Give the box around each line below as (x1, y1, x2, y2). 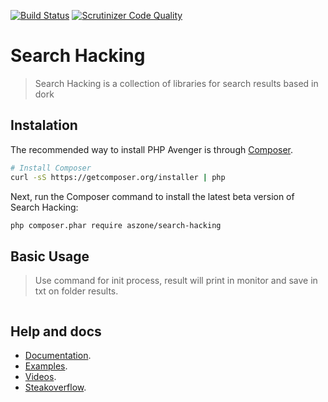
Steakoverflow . (24, 381, 87, 393)
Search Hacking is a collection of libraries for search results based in (34, 77, 319, 89)
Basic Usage (10, 248, 90, 265)
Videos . (24, 371, 57, 382)
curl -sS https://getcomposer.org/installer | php (10, 172, 226, 182)
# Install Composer (10, 163, 92, 173)
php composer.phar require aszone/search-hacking (10, 220, 222, 230)
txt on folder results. (34, 285, 119, 297)
